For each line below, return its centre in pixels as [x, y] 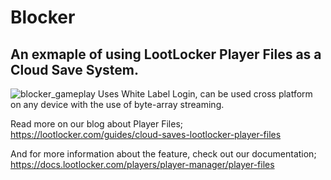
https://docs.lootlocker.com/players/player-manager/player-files [142, 164]
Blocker [43, 17]
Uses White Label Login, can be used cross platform [205, 94]
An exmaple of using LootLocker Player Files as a [166, 54]
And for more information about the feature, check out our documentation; [163, 154]
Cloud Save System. [74, 69]
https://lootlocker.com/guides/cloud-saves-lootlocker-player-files [146, 134]
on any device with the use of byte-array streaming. [117, 104]
